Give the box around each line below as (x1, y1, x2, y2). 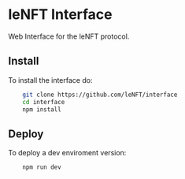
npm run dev (22, 163, 61, 171)
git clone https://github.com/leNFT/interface (22, 91, 178, 99)
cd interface (22, 98, 65, 106)
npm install (22, 105, 61, 114)
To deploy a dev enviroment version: (8, 148, 127, 158)
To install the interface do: (8, 75, 93, 84)
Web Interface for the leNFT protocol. (8, 32, 130, 41)
